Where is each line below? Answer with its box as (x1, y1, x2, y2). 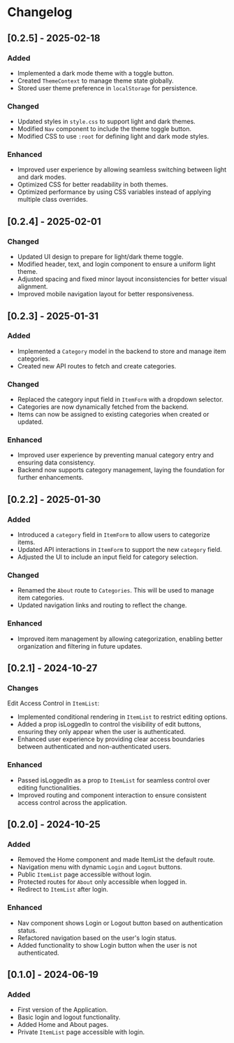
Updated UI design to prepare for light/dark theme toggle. (17, 253, 184, 261)
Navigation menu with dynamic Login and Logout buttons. (17, 863, 183, 871)
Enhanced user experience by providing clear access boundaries (17, 735, 205, 743)
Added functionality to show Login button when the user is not (17, 941, 197, 949)
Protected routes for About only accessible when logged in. (17, 878, 187, 886)
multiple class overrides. (17, 195, 89, 204)
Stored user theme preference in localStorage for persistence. (17, 83, 198, 92)
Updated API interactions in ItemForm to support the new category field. (17, 546, 222, 554)
